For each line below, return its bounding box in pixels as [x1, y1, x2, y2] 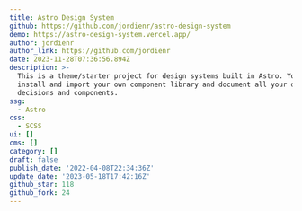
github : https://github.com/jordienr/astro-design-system [9, 22, 231, 31]
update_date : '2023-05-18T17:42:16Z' [9, 171, 151, 180]
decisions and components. [17, 88, 119, 97]
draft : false [9, 154, 58, 164]
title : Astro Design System [9, 13, 115, 22]
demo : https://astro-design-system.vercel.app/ [9, 30, 191, 39]
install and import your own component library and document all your [17, 80, 288, 89]
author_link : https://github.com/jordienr [9, 47, 171, 56]
